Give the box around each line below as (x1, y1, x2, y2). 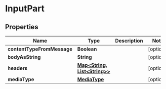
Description (115, 38, 143, 44)
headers (7, 65, 28, 72)
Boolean (77, 45, 97, 52)
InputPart (5, 3, 44, 14)
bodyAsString (7, 54, 41, 60)
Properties (5, 23, 39, 31)
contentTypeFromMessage (7, 45, 73, 52)
